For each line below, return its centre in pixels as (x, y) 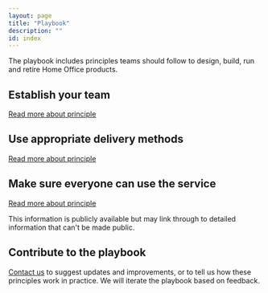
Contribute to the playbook (77, 252)
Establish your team (60, 94)
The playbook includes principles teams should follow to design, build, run (132, 61)
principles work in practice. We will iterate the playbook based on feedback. (134, 280)
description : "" (35, 31)
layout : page (30, 16)
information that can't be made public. (72, 227)
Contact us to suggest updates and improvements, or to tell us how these (130, 272)
